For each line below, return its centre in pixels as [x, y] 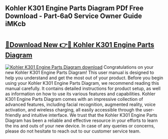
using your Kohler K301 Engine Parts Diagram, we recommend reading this [82, 83]
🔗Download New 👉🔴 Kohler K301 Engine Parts [80, 45]
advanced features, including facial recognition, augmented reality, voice [80, 104]
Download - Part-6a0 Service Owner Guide [73, 16]
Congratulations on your [129, 67]
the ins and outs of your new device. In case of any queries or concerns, [80, 126]
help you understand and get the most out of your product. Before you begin [84, 78]
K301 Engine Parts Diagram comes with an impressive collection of [74, 99]
